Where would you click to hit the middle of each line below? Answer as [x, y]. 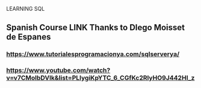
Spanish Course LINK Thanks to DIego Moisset [96, 27]
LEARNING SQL [26, 9]
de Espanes [29, 37]
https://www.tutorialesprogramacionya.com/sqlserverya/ [93, 54]
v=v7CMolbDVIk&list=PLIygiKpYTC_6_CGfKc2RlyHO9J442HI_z [100, 78]
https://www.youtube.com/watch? [58, 71]
